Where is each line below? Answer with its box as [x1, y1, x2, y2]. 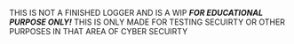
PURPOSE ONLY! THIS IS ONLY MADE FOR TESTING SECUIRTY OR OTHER [9, 17, 286, 27]
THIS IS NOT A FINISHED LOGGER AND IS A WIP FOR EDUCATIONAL [9, 8, 264, 18]
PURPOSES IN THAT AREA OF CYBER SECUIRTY [9, 26, 188, 36]
